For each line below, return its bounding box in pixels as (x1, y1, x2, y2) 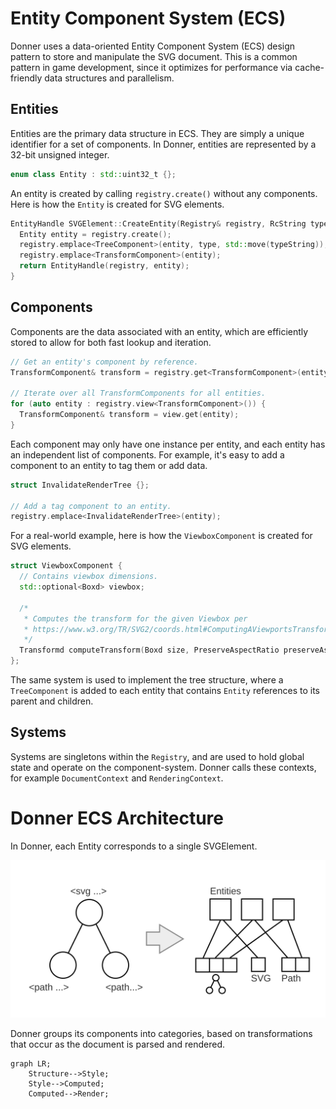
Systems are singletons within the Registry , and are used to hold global (10, 750, 305, 762)
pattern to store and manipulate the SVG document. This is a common (10, 50, 298, 62)
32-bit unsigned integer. (10, 148, 110, 161)
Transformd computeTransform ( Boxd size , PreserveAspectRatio (19, 645, 280, 656)
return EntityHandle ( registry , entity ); (19, 261, 190, 271)
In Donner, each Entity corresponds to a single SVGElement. (10, 840, 258, 852)
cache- (294, 61, 325, 73)
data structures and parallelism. (44, 72, 175, 84)
